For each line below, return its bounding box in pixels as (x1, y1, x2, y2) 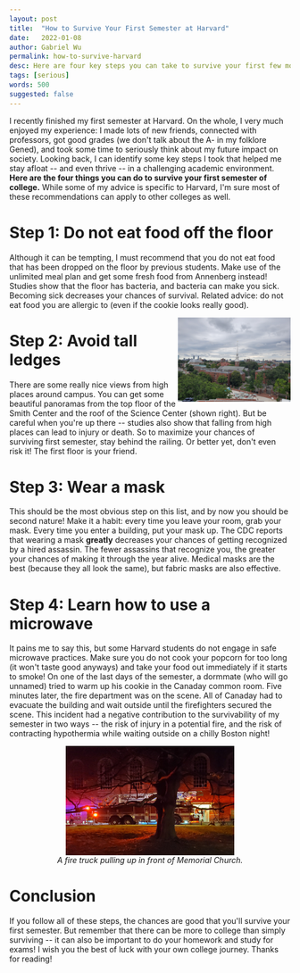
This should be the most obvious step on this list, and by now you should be (9, 506, 288, 517)
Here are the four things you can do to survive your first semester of (9, 172, 268, 183)
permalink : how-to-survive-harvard (9, 52, 142, 62)
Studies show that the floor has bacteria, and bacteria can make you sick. (9, 280, 279, 291)
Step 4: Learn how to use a (9, 595, 212, 615)
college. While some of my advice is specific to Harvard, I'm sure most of (9, 181, 280, 192)
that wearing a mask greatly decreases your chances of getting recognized (9, 535, 287, 545)
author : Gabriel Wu (9, 43, 82, 52)
